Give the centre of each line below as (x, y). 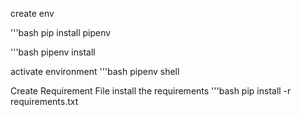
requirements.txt (44, 101)
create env (32, 13)
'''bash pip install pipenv (61, 32)
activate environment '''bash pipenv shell (95, 71)
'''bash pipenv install (53, 52)
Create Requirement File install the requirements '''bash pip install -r (151, 91)
